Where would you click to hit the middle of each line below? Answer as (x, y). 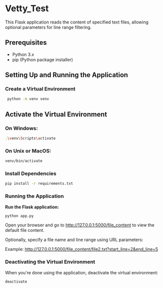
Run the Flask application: (32, 207)
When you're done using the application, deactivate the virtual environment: (81, 272)
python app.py (20, 216)
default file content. (25, 230)
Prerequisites (26, 43)
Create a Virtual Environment (40, 89)
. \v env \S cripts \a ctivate (30, 138)
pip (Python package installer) (43, 60)
